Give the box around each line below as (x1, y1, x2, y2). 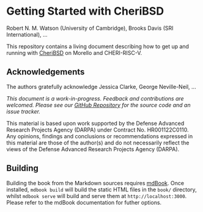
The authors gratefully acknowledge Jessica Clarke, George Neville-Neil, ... (6, 83, 197, 90)
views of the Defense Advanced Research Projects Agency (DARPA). (6, 145, 180, 153)
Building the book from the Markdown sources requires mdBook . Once (6, 179, 185, 186)
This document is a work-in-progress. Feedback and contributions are (6, 94, 185, 102)
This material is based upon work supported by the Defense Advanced (6, 119, 185, 127)
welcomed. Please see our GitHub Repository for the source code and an (6, 101, 191, 108)
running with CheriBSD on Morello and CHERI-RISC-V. (6, 49, 142, 56)
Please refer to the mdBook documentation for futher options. (6, 199, 162, 206)
